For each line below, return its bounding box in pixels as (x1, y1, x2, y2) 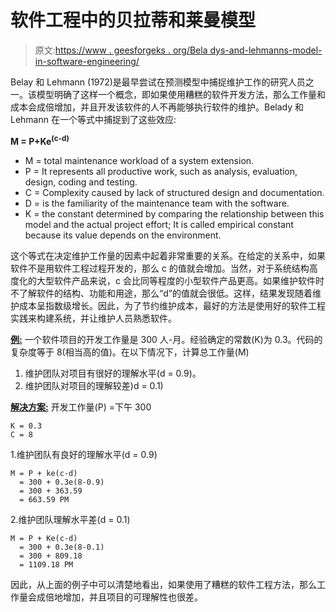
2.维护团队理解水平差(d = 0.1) (10, 513, 131, 525)
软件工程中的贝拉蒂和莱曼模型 (10, 9, 257, 32)
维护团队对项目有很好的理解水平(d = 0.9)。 (24, 367, 202, 379)
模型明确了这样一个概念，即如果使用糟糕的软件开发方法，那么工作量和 (36, 88, 326, 100)
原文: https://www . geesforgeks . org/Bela (34, 44, 208, 56)
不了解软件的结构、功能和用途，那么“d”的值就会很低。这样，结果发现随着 (10, 287, 313, 299)
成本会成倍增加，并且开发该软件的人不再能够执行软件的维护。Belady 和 (10, 101, 305, 113)
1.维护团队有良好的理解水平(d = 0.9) (10, 448, 158, 460)
